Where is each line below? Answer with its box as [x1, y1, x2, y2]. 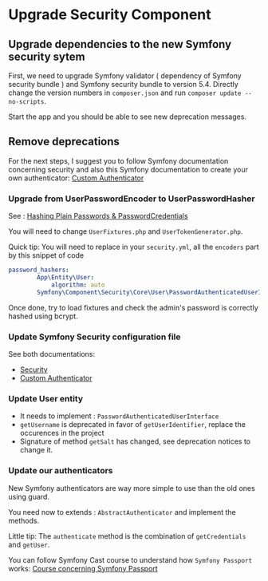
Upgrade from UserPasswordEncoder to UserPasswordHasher [8, 193, 255, 204]
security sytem [8, 49, 85, 63]
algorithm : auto [50, 281, 105, 289]
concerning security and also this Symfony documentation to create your [8, 164, 249, 174]
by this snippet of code [8, 251, 85, 260]
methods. [8, 516, 40, 525]
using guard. [8, 492, 50, 501]
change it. [19, 445, 53, 455]
